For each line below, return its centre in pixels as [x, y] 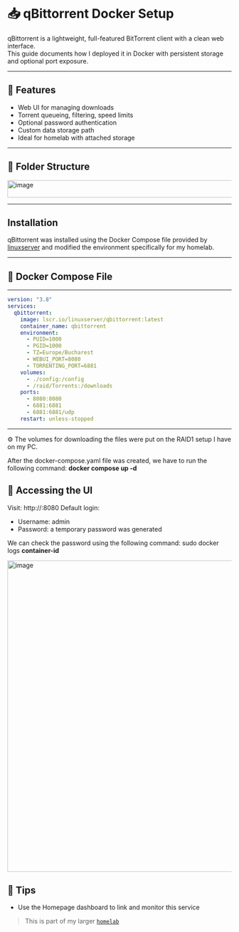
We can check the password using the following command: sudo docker [113, 543]
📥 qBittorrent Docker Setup [91, 14]
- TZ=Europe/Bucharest [60, 353]
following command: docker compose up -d [72, 468]
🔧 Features [32, 90]
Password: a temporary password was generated [90, 529]
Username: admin [44, 522]
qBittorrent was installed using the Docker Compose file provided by [107, 240]
